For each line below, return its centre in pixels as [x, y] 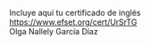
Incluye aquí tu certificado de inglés [75, 13]
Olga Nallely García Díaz [54, 31]
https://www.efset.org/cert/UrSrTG [73, 22]
